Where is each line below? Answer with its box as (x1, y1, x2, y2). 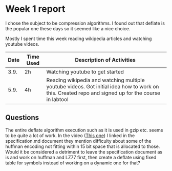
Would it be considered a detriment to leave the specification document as (5, 148, 163, 155)
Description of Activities (75, 56, 136, 63)
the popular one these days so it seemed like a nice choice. (5, 25, 131, 31)
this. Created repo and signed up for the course (46, 89, 160, 97)
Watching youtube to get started (46, 68, 124, 75)
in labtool (46, 96, 69, 103)
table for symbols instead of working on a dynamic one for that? (5, 160, 141, 166)
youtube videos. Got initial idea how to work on (46, 83, 159, 90)
